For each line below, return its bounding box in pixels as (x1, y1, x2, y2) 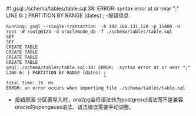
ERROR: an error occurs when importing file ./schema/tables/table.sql (6, 85, 185, 91)
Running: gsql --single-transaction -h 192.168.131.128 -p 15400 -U (6, 23, 181, 29)
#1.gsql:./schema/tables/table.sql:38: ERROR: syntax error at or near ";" (6, 5, 180, 12)
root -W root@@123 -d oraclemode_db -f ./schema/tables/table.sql (6, 29, 172, 35)
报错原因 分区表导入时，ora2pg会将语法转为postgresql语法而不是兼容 (14, 96, 184, 103)
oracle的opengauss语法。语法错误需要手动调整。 (14, 104, 134, 110)
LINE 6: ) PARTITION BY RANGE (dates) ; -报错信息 (6, 12, 129, 19)
